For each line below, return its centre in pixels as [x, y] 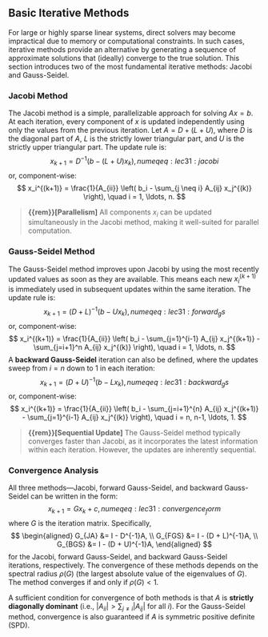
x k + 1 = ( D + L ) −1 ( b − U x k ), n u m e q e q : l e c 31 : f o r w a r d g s [134, 312]
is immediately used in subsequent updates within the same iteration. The [130, 289]
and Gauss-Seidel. [39, 74]
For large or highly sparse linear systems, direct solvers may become [122, 32]
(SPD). [19, 625]
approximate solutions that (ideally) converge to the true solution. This [124, 58]
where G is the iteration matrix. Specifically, [80, 523]
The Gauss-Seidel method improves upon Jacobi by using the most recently [134, 269]
